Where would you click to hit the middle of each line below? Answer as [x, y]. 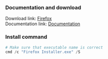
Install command [26, 37]
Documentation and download [43, 8]
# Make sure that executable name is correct [54, 47]
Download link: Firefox [29, 19]
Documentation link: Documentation [43, 24]
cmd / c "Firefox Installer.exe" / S [43, 52]
